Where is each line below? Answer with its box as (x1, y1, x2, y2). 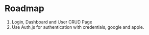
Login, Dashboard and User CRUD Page (11, 19, 93, 25)
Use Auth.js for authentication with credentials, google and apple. (11, 24, 144, 30)
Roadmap (4, 3, 45, 14)
